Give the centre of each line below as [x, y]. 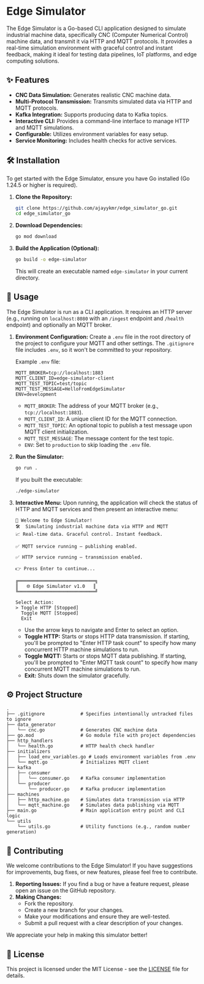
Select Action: [35, 602]
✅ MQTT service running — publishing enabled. [76, 546]
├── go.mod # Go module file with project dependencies [101, 736]
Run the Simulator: [40, 456]
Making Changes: [38, 897]
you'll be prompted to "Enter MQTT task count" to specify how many [111, 662]
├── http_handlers [30, 741]
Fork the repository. [49, 904]
